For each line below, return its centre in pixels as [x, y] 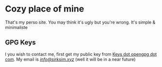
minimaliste [16, 27]
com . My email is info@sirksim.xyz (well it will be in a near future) [70, 59]
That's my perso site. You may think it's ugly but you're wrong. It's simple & [80, 22]
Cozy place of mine [45, 9]
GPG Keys [20, 43]
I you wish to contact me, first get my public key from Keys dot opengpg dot [81, 54]
